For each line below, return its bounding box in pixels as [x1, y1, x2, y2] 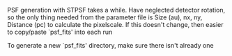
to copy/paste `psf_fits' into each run [7, 28, 113, 36]
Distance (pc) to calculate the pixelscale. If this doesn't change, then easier [7, 21, 224, 28]
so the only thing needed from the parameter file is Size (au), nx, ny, [7, 13, 203, 21]
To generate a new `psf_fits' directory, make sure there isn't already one [7, 41, 214, 49]
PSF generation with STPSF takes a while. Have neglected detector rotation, [7, 6, 225, 14]
